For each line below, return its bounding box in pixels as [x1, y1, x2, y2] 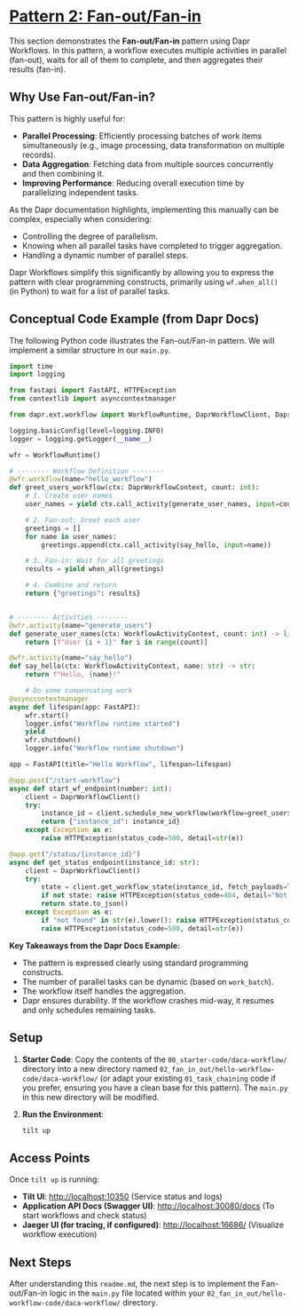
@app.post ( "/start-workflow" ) [9, 775, 122, 785]
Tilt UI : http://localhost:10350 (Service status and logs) [21, 1192, 223, 1202]
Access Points [9, 1150, 90, 1165]
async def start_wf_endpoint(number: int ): [9, 784, 173, 793]
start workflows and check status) [21, 1210, 147, 1221]
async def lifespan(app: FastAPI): [9, 702, 141, 711]
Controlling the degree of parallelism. [21, 231, 158, 242]
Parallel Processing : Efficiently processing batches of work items [21, 131, 263, 141]
